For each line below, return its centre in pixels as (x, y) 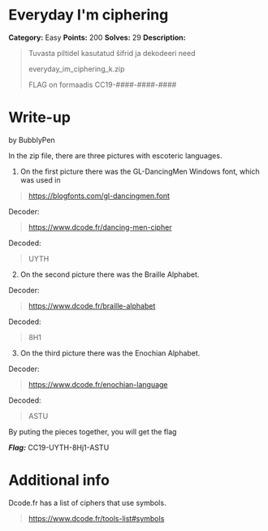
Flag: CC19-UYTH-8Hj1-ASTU (59, 447)
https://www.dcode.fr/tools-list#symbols (96, 518)
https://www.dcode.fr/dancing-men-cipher (100, 227)
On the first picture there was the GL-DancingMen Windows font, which (140, 171)
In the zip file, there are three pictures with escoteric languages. (115, 155)
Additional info (59, 480)
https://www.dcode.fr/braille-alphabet (92, 305)
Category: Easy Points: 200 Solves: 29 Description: (97, 37)
